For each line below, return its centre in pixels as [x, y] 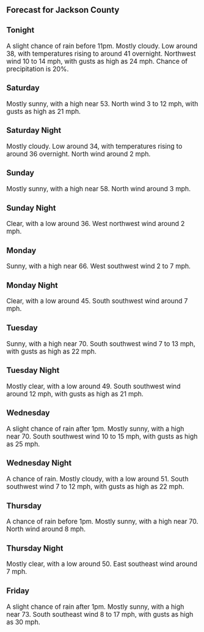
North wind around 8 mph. [46, 529]
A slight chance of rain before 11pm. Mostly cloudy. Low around [102, 46]
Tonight [20, 30]
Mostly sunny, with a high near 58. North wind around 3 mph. [99, 189]
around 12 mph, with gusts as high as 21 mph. [75, 394]
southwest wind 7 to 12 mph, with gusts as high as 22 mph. [95, 487]
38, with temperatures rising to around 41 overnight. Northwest [101, 53]
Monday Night [32, 285]
